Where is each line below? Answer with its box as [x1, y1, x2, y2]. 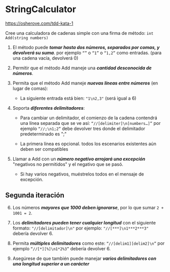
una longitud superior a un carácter [12, 260, 90, 266]
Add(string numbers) [5, 35, 49, 40]
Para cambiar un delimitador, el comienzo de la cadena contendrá [20, 115, 157, 121]
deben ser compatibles [20, 146, 68, 152]
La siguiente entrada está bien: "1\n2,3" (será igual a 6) [20, 95, 137, 101]
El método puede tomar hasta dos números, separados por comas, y [12, 44, 160, 50]
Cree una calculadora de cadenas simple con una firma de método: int [5, 30, 154, 36]
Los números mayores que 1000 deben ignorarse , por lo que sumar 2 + [12, 204, 164, 210]
